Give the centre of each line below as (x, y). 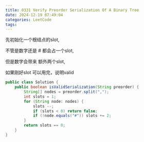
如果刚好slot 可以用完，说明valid (40, 73)
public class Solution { (32, 82)
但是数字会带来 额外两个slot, (35, 62)
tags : (11, 24)
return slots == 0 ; (45, 126)
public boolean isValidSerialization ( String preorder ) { (77, 87)
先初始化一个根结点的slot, (32, 40)
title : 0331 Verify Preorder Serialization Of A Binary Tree (72, 10)
